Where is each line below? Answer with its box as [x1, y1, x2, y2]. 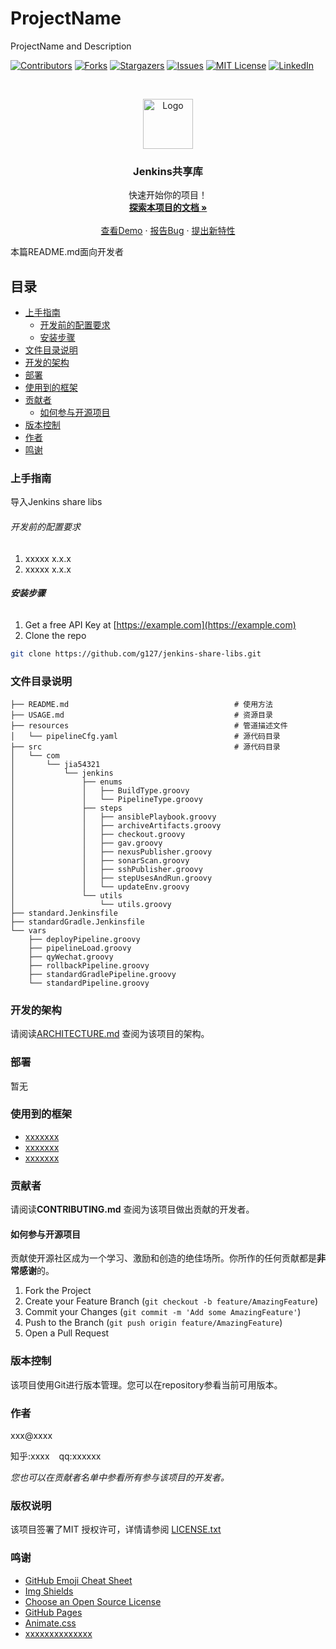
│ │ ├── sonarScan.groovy [10, 855, 190, 866]
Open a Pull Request [24, 1327, 110, 1339]
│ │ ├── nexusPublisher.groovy [10, 847, 213, 857]
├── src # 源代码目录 [10, 742, 281, 752]
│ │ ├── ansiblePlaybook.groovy [10, 812, 217, 822]
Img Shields [24, 1585, 74, 1597]
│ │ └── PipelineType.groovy [10, 794, 203, 804]
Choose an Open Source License [24, 1595, 162, 1607]
